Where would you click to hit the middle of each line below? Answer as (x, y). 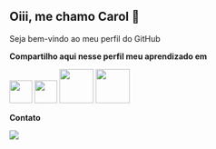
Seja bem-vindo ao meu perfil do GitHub (85, 38)
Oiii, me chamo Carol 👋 (74, 17)
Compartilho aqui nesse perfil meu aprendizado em (108, 56)
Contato (25, 117)
